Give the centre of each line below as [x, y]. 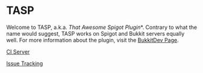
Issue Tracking [25, 63]
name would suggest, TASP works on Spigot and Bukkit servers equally [95, 33]
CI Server [18, 51]
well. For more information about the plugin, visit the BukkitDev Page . [92, 40]
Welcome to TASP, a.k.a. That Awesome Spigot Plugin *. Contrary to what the [102, 27]
